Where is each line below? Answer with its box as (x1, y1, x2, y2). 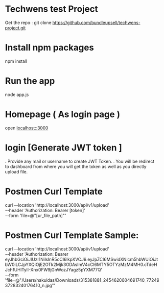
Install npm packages (5, 42, 94, 53)
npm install (5, 58, 27, 64)
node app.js (5, 92, 29, 98)
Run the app (5, 75, 55, 87)
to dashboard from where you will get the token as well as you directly (5, 163, 147, 170)
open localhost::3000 (5, 125, 48, 131)
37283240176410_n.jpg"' (5, 282, 55, 288)
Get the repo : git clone (5, 20, 51, 25)
